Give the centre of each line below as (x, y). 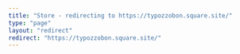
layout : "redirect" (41, 30)
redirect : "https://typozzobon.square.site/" (85, 38)
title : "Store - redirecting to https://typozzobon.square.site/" (120, 15)
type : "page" (30, 23)
